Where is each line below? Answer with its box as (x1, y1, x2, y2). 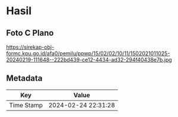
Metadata (6, 73, 43, 84)
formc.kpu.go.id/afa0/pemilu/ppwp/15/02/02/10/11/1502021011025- (6, 50, 170, 57)
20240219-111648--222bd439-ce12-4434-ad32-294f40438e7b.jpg (6, 56, 172, 63)
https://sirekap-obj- (6, 43, 55, 50)
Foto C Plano (6, 28, 54, 38)
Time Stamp (9, 101, 43, 109)
